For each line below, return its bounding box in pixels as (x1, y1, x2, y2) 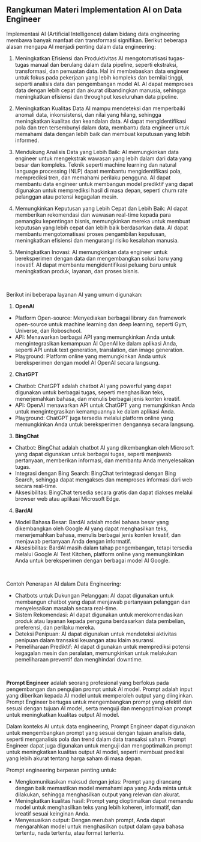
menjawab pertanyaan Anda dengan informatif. (14, 537, 131, 545)
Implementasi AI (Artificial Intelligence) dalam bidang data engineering (6, 30, 180, 37)
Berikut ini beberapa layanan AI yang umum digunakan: (6, 291, 143, 298)
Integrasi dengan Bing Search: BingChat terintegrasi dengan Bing (14, 469, 176, 477)
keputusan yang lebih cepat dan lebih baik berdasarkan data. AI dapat (14, 224, 188, 231)
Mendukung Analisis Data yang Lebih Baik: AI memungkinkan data (14, 148, 179, 155)
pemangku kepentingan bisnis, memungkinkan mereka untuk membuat (14, 217, 191, 224)
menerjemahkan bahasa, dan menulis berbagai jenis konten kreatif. (14, 395, 181, 402)
